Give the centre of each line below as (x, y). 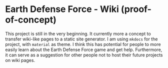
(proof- (136, 9)
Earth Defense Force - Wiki (62, 9)
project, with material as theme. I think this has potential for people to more (83, 44)
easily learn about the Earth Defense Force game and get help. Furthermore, (84, 49)
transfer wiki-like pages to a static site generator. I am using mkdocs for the (81, 39)
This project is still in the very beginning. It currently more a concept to (78, 33)
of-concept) (31, 20)
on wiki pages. (20, 60)
